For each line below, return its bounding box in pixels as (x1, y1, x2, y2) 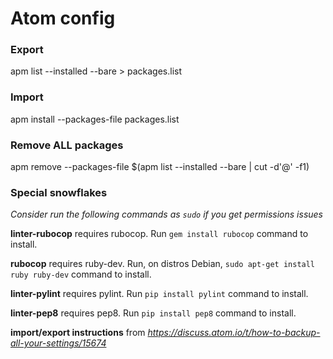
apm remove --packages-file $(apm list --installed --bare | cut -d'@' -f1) (10, 161, 310, 173)
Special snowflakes (10, 186, 108, 199)
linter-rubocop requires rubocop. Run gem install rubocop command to (10, 228, 309, 240)
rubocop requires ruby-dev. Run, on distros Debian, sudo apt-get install (10, 258, 316, 270)
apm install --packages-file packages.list (10, 113, 180, 125)
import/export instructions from (10, 327, 146, 339)
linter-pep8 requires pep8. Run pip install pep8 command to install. (10, 307, 297, 319)
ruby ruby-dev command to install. (10, 268, 152, 281)
